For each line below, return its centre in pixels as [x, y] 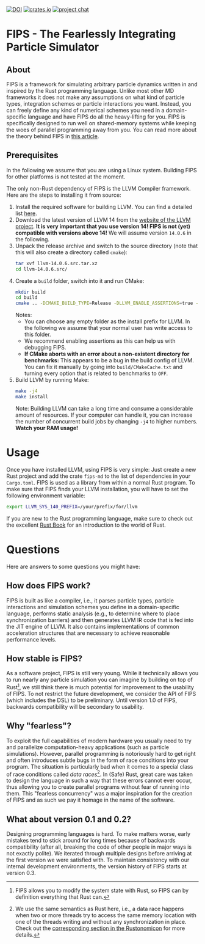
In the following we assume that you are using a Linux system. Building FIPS [102, 170]
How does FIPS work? [49, 586]
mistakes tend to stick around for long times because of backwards [91, 841]
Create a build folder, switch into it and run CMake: [80, 280]
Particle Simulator [53, 47]
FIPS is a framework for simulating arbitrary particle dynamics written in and [102, 84]
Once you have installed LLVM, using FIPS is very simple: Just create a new [101, 469]
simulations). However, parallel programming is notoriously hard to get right [101, 753]
